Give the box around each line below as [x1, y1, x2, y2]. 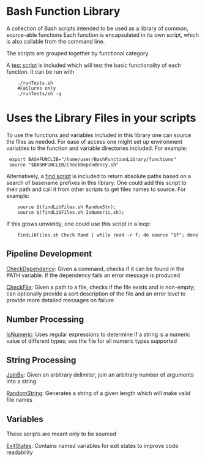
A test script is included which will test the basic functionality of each [6, 61, 181, 69]
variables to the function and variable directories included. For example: [6, 144, 188, 152]
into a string [6, 378, 37, 385]
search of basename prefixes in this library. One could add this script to [6, 179, 187, 186]
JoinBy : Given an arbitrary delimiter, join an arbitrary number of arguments [6, 371, 194, 378]
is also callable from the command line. [6, 37, 105, 45]
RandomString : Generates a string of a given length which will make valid [6, 390, 191, 397]
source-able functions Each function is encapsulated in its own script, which [6, 31, 199, 38]
